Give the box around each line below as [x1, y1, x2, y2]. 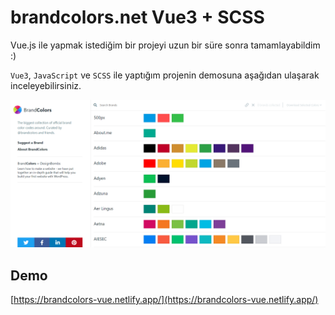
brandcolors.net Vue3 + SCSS [10, 6, 265, 29]
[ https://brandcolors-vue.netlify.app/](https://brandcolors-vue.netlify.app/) [10, 294, 319, 305]
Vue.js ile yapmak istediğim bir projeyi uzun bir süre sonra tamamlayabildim [10, 39, 321, 51]
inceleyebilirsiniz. [10, 79, 82, 91]
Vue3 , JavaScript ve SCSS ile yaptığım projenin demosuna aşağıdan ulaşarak [10, 69, 320, 81]
